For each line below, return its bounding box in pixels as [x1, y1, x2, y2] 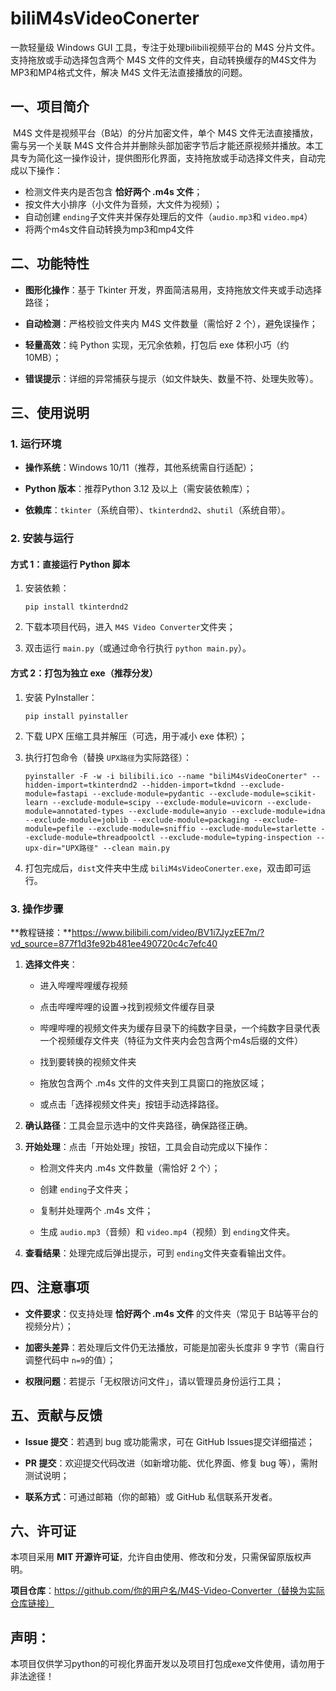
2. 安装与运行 [10, 532, 74, 546]
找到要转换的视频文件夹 [39, 1055, 137, 1067]
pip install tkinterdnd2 [24, 602, 129, 612]
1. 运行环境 [10, 437, 62, 451]
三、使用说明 [10, 404, 90, 421]
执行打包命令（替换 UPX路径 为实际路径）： [24, 751, 192, 763]
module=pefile [24, 823, 84, 834]
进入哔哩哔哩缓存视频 [39, 979, 128, 991]
